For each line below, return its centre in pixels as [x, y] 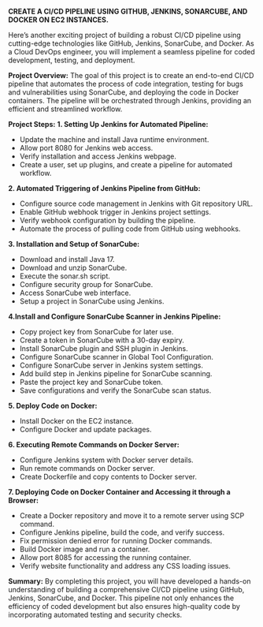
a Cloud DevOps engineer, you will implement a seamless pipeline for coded [132, 52]
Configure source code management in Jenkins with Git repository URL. [136, 203]
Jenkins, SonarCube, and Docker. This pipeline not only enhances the [121, 598]
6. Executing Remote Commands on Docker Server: [94, 444]
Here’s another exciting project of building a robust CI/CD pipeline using [125, 35]
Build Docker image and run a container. [85, 549]
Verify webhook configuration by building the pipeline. [107, 220]
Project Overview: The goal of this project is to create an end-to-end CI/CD [131, 75]
